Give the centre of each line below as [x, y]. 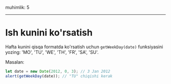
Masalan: [15, 62]
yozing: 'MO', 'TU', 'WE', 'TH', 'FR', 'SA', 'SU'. [52, 52]
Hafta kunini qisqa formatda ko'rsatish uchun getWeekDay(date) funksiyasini [84, 47]
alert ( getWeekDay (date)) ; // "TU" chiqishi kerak [59, 76]
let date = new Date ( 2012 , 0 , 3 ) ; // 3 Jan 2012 [58, 71]
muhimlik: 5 [17, 7]
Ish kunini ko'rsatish [49, 33]
